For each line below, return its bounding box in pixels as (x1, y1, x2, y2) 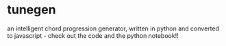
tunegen (7, 2, 56, 18)
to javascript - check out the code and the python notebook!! (7, 31, 179, 39)
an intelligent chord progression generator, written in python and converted (7, 24, 219, 32)
